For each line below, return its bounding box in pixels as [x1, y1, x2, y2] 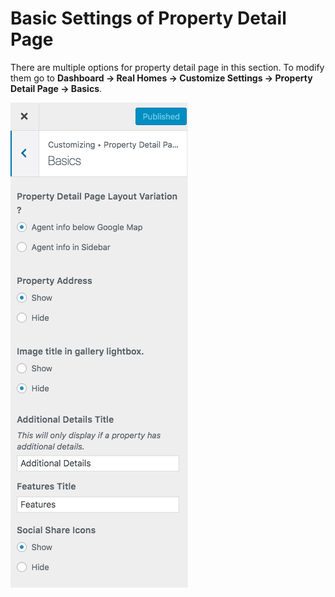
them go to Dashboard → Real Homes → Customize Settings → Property [10, 72, 313, 84]
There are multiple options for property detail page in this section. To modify [10, 61, 325, 73]
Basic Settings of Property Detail [10, 7, 287, 30]
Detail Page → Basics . [10, 82, 103, 94]
